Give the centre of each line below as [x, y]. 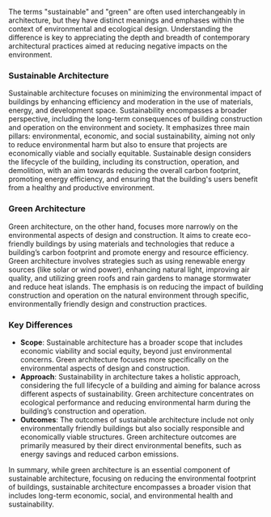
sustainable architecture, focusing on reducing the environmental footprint [132, 478]
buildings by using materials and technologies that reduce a [135, 244]
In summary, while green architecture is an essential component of [119, 469]
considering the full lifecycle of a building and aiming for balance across [140, 385]
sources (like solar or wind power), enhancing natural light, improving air [129, 269]
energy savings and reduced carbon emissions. [100, 454]
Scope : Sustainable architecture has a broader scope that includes [131, 342]
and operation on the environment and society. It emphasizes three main [129, 128]
